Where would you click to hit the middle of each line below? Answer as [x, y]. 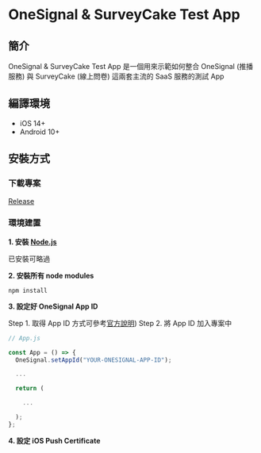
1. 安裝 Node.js [33, 242]
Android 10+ [40, 132]
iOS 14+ [33, 123]
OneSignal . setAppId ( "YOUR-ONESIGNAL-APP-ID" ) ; [94, 360]
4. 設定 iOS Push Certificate [54, 440]
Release [21, 201]
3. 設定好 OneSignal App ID [53, 306]
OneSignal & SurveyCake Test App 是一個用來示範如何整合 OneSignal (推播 [131, 66]
